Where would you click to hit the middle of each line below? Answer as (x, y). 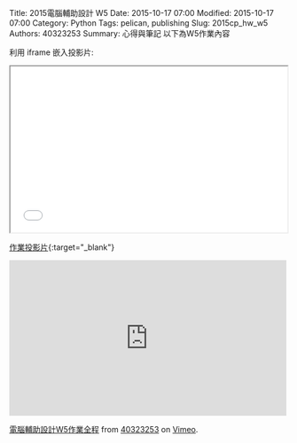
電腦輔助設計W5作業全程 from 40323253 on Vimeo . (104, 429)
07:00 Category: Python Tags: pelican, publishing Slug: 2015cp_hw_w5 (139, 23)
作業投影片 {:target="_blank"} (62, 247)
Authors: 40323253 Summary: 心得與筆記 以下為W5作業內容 (120, 33)
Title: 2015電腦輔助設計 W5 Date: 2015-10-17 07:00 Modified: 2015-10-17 (142, 13)
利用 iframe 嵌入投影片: (52, 52)
